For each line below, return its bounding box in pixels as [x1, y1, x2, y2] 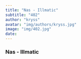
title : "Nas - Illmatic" [5, 7, 58, 13]
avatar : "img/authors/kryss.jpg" [5, 22, 77, 27]
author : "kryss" [5, 17, 40, 22]
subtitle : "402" [5, 12, 40, 17]
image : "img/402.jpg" [5, 27, 52, 32]
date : [5, 31, 17, 36]
